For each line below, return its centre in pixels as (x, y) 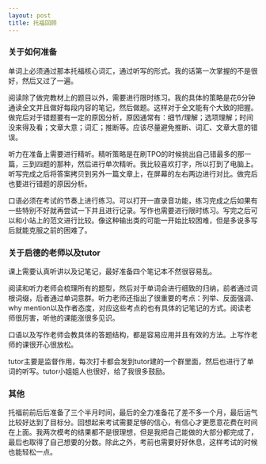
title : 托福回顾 (32, 23)
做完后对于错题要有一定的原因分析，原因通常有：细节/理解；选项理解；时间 (131, 117)
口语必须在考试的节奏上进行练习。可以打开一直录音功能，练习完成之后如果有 (133, 200)
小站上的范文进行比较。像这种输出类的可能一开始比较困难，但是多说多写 (140, 220)
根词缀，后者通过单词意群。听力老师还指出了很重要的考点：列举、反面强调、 (133, 299)
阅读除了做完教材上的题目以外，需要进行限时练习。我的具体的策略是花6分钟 (132, 97)
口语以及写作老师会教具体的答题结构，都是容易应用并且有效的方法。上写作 (129, 335)
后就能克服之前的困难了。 (50, 230)
